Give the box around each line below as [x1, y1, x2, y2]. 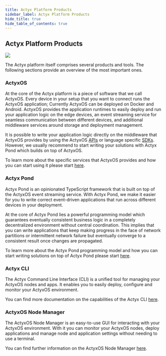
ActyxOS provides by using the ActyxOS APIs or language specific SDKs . [5, 137, 155, 143]
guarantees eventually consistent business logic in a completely [5, 216, 136, 223]
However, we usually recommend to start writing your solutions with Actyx [5, 142, 157, 149]
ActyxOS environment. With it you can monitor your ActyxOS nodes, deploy [5, 325, 160, 331]
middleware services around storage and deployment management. [5, 122, 144, 128]
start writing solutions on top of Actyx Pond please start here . [5, 253, 131, 258]
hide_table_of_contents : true [5, 21, 68, 26]
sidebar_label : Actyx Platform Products [5, 12, 90, 17]
